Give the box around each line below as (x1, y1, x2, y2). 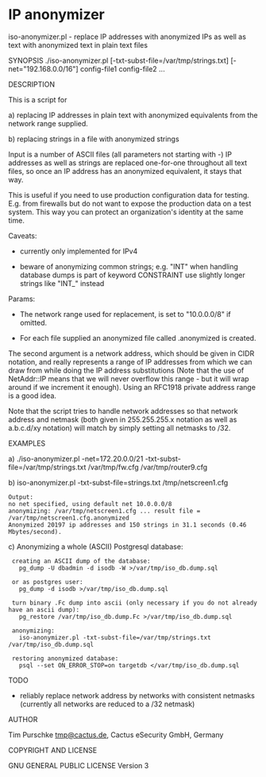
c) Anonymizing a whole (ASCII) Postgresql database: (8, 542, 183, 551)
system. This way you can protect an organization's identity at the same (8, 207, 244, 216)
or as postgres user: (11, 578, 83, 586)
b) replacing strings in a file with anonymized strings (8, 133, 180, 144)
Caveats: (8, 230, 37, 240)
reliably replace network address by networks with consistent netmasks (19, 690, 256, 700)
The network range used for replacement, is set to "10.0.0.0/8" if (19, 309, 232, 319)
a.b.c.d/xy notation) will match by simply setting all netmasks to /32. (8, 423, 231, 432)
